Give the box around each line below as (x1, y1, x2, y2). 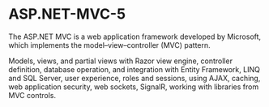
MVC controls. (8, 90, 57, 100)
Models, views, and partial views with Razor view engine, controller (8, 56, 233, 66)
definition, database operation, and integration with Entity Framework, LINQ (8, 64, 261, 74)
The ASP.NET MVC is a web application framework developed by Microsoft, (8, 32, 262, 41)
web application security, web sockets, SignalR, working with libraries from (8, 82, 259, 92)
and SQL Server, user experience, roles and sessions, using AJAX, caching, (8, 73, 261, 83)
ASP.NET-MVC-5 (8, 5, 126, 24)
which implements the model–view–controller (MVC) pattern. (8, 40, 211, 49)
